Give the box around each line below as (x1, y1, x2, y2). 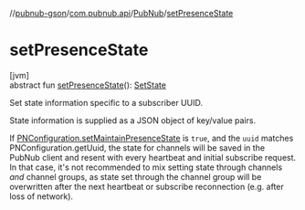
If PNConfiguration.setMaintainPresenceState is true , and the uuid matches (9, 132, 294, 143)
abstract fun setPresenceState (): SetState (9, 79, 167, 90)
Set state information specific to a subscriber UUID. (9, 97, 204, 108)
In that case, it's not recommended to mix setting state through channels (9, 162, 283, 173)
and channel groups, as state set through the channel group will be (9, 171, 262, 182)
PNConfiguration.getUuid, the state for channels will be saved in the (9, 142, 266, 153)
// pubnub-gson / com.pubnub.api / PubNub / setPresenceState (9, 8, 234, 18)
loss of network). (9, 191, 74, 202)
